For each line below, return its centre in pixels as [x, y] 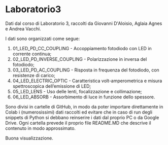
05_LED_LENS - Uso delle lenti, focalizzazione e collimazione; [77, 91]
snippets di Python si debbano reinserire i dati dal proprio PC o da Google [82, 117]
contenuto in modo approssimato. [41, 128]
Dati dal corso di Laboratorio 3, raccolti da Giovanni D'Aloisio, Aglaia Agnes [84, 23]
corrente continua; [32, 54]
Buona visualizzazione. [29, 138]
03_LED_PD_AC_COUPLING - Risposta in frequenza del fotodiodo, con [86, 70]
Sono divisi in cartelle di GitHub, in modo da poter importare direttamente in [84, 106]
